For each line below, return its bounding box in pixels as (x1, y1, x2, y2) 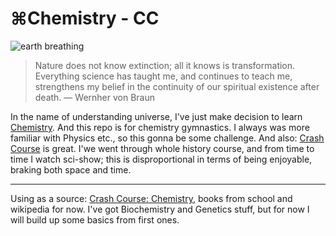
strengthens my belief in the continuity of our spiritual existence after (34, 80, 320, 92)
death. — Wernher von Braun (34, 91, 155, 103)
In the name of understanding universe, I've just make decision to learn (10, 110, 303, 122)
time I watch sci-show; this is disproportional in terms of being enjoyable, (10, 153, 313, 165)
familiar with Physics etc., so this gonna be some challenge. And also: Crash (10, 132, 325, 144)
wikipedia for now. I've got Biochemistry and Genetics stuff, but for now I (10, 203, 310, 215)
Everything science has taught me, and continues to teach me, (34, 70, 293, 82)
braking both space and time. (10, 163, 132, 176)
